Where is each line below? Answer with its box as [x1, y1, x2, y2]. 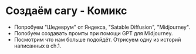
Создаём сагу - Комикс [5, 4, 127, 18]
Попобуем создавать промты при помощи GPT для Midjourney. [13, 29, 173, 36]
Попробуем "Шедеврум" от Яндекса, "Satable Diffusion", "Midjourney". [13, 23, 190, 31]
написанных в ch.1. [13, 42, 62, 49]
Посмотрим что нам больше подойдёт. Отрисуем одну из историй [13, 36, 181, 43]
